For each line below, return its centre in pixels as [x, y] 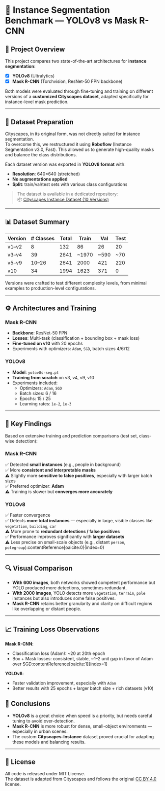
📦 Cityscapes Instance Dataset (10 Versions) [63, 199]
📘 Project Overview [35, 49]
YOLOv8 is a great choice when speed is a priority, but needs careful [82, 716]
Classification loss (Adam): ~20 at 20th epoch [59, 653]
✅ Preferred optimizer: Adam [35, 486]
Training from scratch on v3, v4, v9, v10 [53, 377]
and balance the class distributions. [41, 154]
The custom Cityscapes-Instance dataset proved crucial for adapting [83, 736]
